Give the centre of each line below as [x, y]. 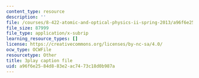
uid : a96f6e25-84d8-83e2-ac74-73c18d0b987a [61, 66]
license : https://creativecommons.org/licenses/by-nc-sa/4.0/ [84, 45]
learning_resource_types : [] [42, 39]
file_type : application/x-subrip [47, 33]
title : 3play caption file [39, 60]
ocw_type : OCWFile [29, 50]
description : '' [26, 17]
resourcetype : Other [32, 55]
